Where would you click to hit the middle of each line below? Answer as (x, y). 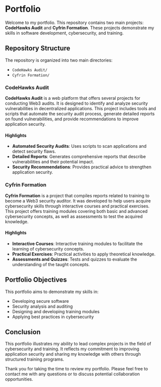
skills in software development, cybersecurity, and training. (64, 33)
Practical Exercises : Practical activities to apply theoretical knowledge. (84, 254)
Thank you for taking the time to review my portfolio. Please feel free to (77, 369)
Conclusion (23, 332)
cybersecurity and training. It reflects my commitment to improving (72, 349)
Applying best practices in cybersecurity (53, 317)
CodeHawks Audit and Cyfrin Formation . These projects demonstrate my (80, 27)
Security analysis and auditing (42, 306)
